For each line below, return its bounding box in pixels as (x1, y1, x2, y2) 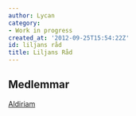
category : (8, 19, 41, 27)
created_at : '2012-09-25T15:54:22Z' (8, 33, 130, 42)
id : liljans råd (8, 41, 62, 49)
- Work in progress (8, 26, 73, 34)
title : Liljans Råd (8, 48, 73, 56)
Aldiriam (8, 99, 36, 108)
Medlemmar (8, 78, 70, 91)
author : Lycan (8, 11, 56, 20)
